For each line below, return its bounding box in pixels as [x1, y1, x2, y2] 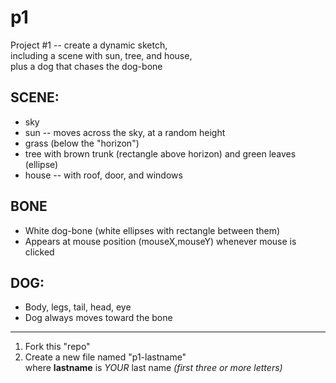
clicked [24, 246, 55, 258]
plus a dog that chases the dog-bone [10, 60, 163, 72]
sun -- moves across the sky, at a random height [24, 126, 226, 138]
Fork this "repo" [24, 341, 91, 353]
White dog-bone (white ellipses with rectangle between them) [24, 224, 281, 236]
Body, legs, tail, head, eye [24, 301, 132, 313]
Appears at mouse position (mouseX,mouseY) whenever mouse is [24, 235, 297, 247]
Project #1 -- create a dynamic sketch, [10, 39, 168, 51]
